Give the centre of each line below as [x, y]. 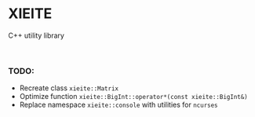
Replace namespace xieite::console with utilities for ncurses [118, 105]
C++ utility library [36, 35]
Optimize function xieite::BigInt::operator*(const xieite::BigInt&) [134, 97]
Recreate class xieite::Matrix [69, 88]
